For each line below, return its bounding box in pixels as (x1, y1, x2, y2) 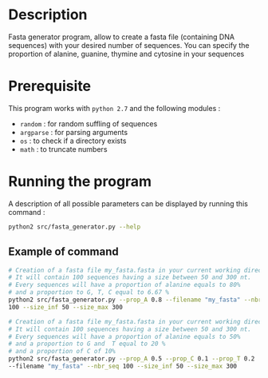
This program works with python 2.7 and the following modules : (8, 103, 221, 113)
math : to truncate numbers (19, 144, 108, 153)
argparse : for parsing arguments (19, 127, 128, 137)
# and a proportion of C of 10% (8, 348, 116, 356)
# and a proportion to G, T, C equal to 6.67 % (8, 288, 170, 296)
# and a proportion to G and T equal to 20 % (8, 340, 166, 348)
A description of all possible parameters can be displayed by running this (8, 198, 249, 209)
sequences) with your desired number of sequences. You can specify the (8, 40, 250, 50)
